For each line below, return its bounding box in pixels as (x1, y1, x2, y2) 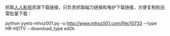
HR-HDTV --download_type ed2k (5, 26, 75, 31)
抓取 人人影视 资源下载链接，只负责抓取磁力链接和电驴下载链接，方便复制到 (5, 4, 160, 10)
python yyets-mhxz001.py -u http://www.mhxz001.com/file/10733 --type (5, 20, 157, 26)
